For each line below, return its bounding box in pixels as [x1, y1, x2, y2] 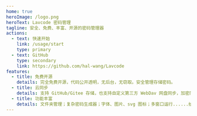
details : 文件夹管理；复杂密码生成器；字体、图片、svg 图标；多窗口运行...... [16, 101, 189, 107]
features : [6, 69, 30, 74]
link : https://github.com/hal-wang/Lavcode [16, 63, 125, 69]
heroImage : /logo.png [6, 14, 59, 20]
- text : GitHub [11, 52, 49, 58]
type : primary [16, 47, 51, 53]
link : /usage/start [16, 42, 64, 47]
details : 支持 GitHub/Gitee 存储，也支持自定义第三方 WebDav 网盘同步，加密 [16, 90, 190, 96]
